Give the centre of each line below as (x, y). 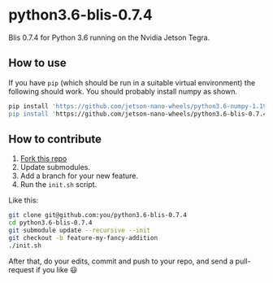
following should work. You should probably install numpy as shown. (123, 91)
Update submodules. (55, 168)
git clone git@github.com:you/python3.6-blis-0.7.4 (97, 216)
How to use (37, 63)
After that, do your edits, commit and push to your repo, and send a (121, 261)
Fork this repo (43, 159)
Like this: (24, 200)
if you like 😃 (57, 269)
